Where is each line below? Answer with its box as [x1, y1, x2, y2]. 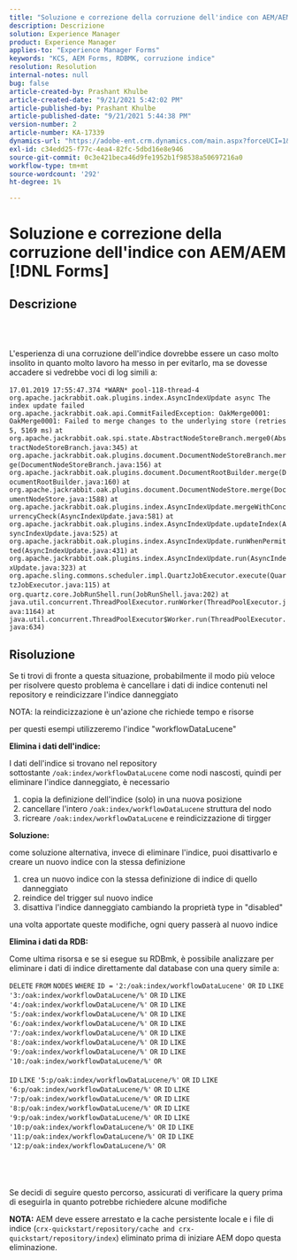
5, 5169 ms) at [9, 426, 64, 435]
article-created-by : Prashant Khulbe [9, 87, 148, 96]
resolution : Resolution [9, 63, 97, 72]
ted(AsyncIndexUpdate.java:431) [9, 547, 128, 556]
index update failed [9, 401, 86, 410]
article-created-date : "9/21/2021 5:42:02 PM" [9, 95, 184, 105]
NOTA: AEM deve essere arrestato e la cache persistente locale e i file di [9, 1213, 274, 1224]
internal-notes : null [9, 71, 89, 80]
